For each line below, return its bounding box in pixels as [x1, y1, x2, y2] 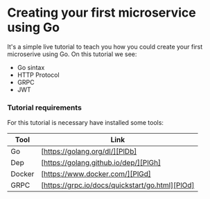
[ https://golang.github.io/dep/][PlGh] [41, 158, 161, 168]
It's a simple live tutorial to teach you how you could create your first [7, 42, 203, 51]
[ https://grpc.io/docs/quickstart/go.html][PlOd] [41, 180, 195, 190]
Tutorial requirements [7, 103, 82, 112]
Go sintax [17, 63, 45, 71]
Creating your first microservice [7, 5, 196, 21]
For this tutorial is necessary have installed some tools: [7, 119, 164, 127]
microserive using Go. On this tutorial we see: [7, 50, 137, 58]
